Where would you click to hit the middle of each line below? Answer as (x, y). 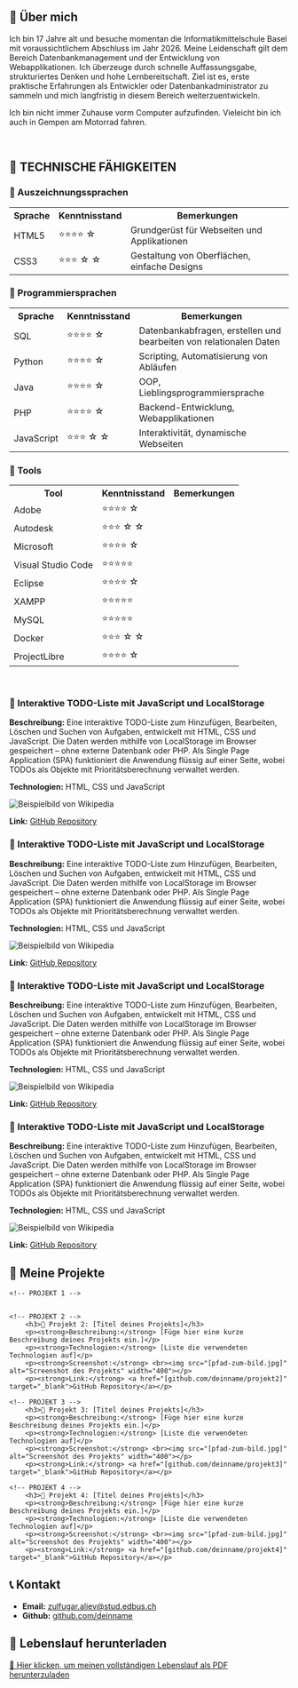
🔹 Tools (25, 470)
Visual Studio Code (53, 564)
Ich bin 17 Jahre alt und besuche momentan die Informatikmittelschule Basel (149, 38)
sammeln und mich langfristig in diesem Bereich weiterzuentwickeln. (134, 95)
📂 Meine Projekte (57, 1273)
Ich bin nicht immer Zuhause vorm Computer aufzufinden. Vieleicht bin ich (145, 112)
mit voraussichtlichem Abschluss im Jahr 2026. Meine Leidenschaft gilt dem (149, 48)
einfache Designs (167, 267)
